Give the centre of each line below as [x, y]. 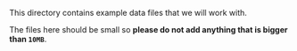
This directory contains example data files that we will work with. [128, 13]
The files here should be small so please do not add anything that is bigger [148, 29]
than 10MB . [28, 39]
